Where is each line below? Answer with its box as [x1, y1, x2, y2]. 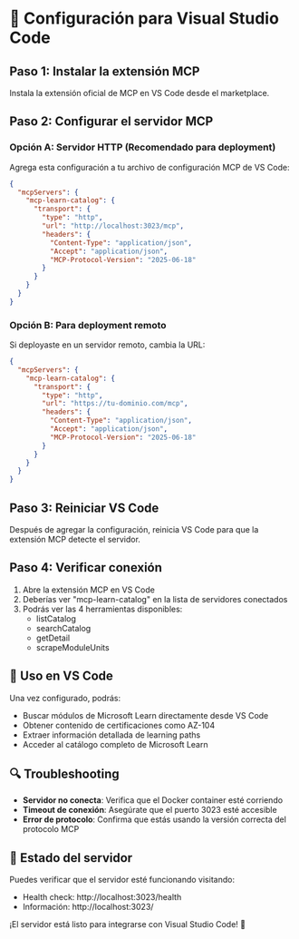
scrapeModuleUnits [35, 641, 111, 652]
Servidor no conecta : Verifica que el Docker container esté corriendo [22, 795, 284, 806]
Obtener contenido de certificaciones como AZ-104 [22, 719, 216, 730]
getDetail [35, 632, 71, 643]
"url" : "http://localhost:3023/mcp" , [42, 221, 184, 230]
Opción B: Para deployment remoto [9, 318, 167, 331]
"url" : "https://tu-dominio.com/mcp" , [42, 399, 188, 408]
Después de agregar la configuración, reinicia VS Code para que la [9, 524, 259, 535]
